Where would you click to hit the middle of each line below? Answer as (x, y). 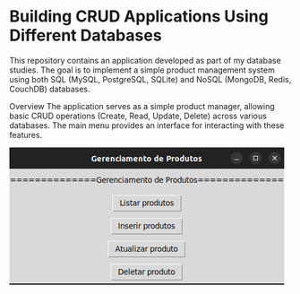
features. (26, 134)
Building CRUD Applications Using (139, 17)
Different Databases (86, 35)
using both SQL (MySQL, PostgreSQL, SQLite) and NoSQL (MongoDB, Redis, (150, 79)
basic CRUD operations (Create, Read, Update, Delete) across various (138, 116)
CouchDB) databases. (50, 89)
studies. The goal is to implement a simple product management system (142, 70)
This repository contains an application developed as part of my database (146, 60)
